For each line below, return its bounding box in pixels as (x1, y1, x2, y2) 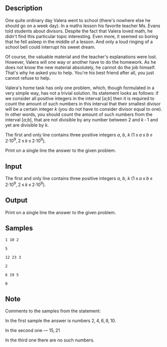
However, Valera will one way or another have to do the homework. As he (5, 59, 156, 65)
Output (5, 196, 27, 205)
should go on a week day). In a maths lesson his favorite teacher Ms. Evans (5, 23, 160, 29)
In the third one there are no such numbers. (5, 337, 95, 343)
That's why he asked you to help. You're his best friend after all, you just (5, 70, 154, 76)
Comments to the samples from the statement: (5, 308, 101, 314)
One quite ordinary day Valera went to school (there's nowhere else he (5, 17, 151, 23)
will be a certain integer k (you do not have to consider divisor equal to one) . (5, 106, 162, 112)
